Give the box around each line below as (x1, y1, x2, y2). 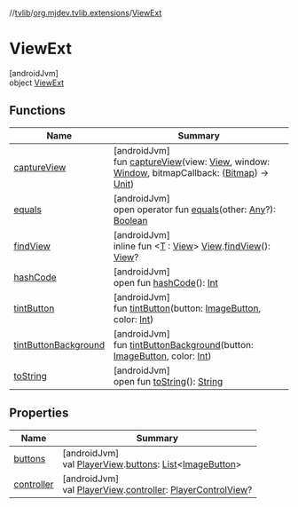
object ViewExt (9, 77, 65, 88)
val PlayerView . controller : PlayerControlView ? (61, 483, 253, 495)
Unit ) (113, 178, 135, 190)
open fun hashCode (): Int (113, 276, 219, 289)
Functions (9, 103, 67, 118)
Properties (9, 406, 69, 421)
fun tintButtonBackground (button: (113, 338, 255, 351)
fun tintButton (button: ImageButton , (113, 302, 262, 314)
